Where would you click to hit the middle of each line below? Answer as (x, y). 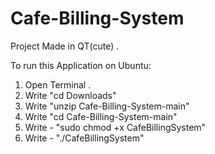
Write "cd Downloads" (70, 95)
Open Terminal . (58, 84)
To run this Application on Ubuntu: (81, 65)
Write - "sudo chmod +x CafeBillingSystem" (115, 127)
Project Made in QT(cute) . (65, 46)
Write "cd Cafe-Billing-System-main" (101, 116)
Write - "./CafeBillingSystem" (84, 138)
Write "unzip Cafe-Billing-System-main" (107, 106)
